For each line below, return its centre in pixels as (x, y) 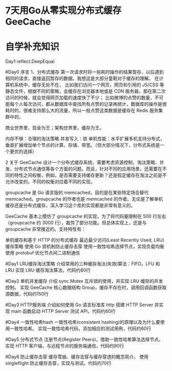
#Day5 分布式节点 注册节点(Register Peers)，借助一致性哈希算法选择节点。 (84, 340)
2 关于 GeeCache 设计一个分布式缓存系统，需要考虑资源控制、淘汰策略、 (82, 163)
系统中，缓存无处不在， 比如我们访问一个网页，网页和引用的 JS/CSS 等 (89, 85)
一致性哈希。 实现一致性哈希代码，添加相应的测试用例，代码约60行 (80, 328)
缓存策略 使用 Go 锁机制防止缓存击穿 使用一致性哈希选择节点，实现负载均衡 (85, 246)
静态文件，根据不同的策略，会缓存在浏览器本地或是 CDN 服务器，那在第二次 (85, 91)
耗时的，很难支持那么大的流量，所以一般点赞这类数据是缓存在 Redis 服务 (82, 110)
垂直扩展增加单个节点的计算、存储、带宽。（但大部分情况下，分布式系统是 (83, 145)
